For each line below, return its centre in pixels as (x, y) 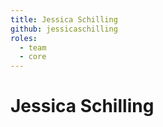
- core (33, 57)
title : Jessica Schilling (64, 19)
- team (33, 47)
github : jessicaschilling (64, 29)
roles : (24, 38)
